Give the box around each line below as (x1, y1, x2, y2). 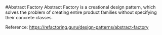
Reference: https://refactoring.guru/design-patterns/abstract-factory (5, 24, 149, 30)
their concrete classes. (5, 15, 53, 20)
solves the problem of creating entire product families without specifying (5, 9, 157, 15)
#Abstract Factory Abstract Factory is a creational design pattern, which (5, 4, 156, 10)
